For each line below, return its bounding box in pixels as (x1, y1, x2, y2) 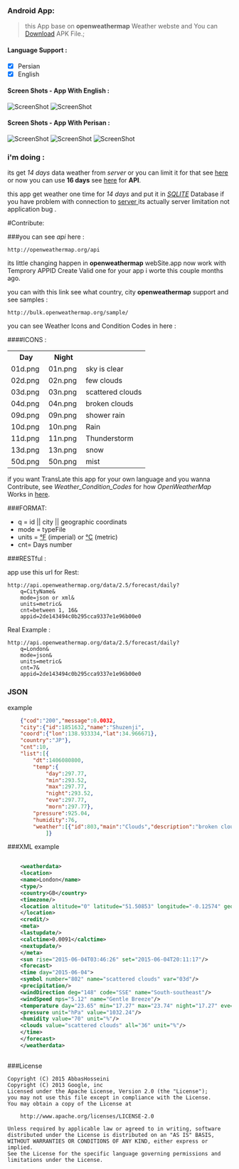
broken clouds (85, 398, 134, 408)
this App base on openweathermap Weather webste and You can (24, 22, 218, 31)
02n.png (48, 376, 77, 386)
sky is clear (85, 364, 124, 374)
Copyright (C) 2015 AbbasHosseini (7, 1075, 110, 1082)
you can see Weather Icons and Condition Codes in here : (7, 321, 176, 330)
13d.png (11, 445, 40, 455)
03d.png (11, 387, 40, 397)
